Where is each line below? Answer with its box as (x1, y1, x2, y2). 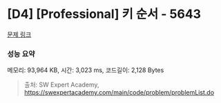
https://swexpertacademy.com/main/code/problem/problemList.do (23, 89, 215, 97)
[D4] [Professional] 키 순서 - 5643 (7, 6, 202, 22)
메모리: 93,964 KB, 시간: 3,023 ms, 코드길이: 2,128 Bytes (7, 66, 164, 74)
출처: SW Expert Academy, (23, 80, 99, 89)
